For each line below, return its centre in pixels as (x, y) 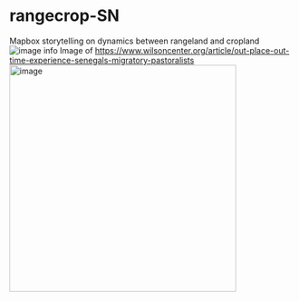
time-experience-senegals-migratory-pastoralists (102, 60)
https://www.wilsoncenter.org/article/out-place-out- (192, 50)
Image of (76, 50)
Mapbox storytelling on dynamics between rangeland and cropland (135, 41)
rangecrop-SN (64, 16)
